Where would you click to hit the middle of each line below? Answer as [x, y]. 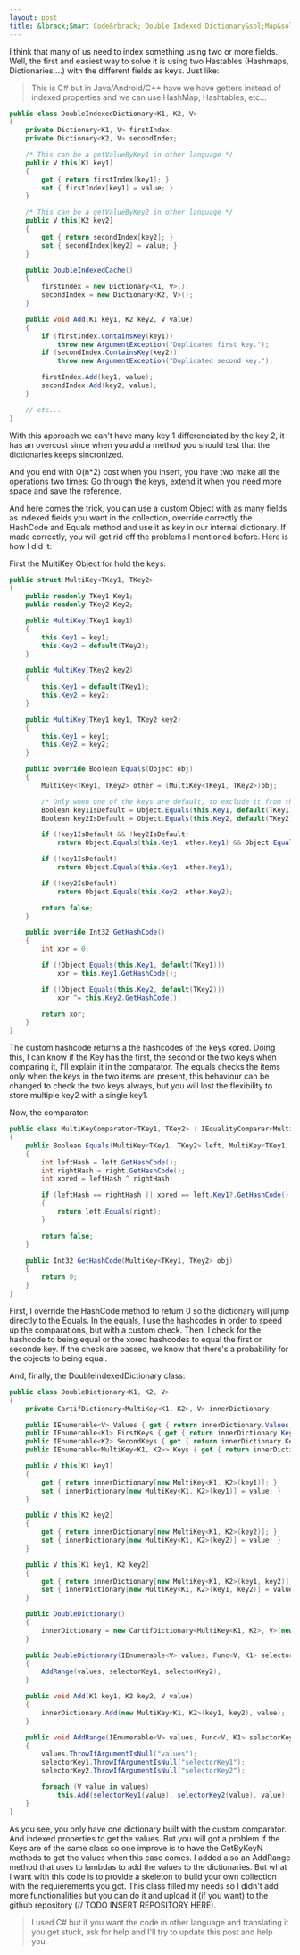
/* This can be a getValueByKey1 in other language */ [129, 155]
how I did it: [30, 546]
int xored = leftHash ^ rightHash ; [108, 1179]
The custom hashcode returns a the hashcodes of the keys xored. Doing [142, 1048]
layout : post [33, 17]
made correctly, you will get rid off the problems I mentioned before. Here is [149, 537]
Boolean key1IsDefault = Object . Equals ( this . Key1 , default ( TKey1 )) [169, 810]
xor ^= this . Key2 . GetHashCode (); [119, 998]
